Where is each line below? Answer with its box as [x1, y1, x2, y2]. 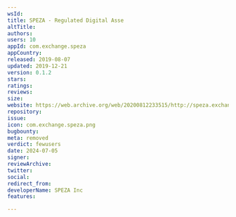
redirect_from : [7, 180, 52, 187]
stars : [7, 75, 27, 83]
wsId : [7, 10, 23, 18]
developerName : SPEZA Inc [7, 187, 83, 194]
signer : [7, 154, 30, 162]
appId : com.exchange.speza [7, 43, 86, 50]
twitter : [7, 166, 33, 174]
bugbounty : [7, 128, 39, 135]
